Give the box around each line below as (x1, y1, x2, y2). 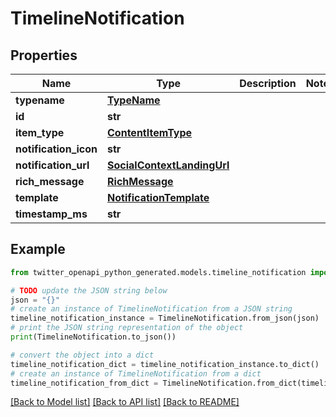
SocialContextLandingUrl (107, 158, 230, 172)
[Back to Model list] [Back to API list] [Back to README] (10, 396, 240, 408)
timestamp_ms (15, 207, 88, 221)
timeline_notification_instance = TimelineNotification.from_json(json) (10, 313, 320, 324)
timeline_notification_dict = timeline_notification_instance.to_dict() (10, 359, 320, 369)
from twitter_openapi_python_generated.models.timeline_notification (10, 267, 307, 277)
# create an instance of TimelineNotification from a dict (10, 368, 262, 379)
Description (239, 77, 297, 90)
